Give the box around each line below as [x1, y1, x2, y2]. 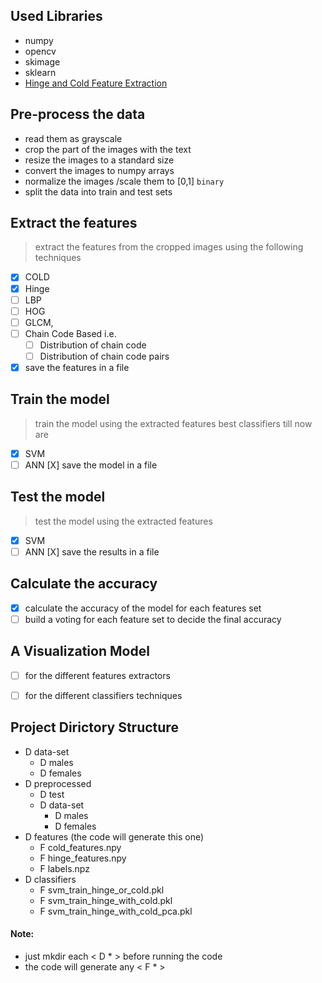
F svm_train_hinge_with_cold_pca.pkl [39, 905, 193, 917]
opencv [24, 45, 57, 57]
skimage [24, 55, 61, 68]
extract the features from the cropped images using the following [34, 241, 304, 253]
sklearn [24, 66, 57, 78]
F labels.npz [39, 862, 90, 874]
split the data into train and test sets [24, 185, 173, 198]
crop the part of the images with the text [24, 143, 192, 155]
